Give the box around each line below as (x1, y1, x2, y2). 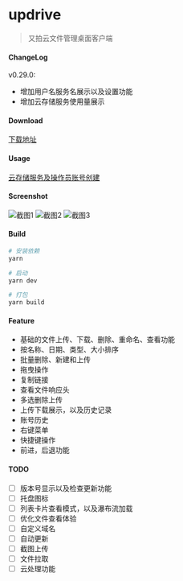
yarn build (8, 299, 45, 307)
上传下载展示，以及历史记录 (19, 405, 112, 415)
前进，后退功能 (19, 445, 70, 455)
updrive (8, 6, 62, 24)
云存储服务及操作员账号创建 (8, 172, 100, 182)
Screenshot (8, 192, 48, 201)
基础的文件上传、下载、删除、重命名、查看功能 (19, 335, 175, 344)
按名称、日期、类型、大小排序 (19, 344, 119, 355)
